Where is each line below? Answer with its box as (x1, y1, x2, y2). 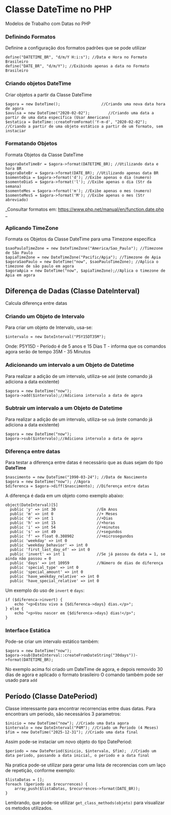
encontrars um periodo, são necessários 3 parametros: (5, 711, 121, 717)
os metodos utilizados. (5, 805, 53, 811)
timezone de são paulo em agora (5, 264, 74, 269)
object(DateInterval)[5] (5, 502, 58, 508)
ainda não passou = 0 (5, 556, 52, 561)
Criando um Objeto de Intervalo (5, 313, 85, 320)
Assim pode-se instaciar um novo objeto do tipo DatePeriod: (5, 739, 132, 745)
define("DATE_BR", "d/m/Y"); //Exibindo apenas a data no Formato (5, 64, 150, 69)
